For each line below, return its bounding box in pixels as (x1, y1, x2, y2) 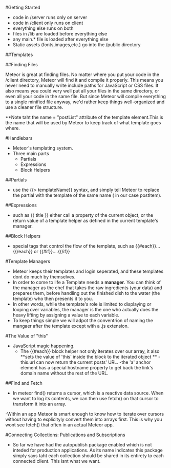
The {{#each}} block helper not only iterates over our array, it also (20, 348, 160, 354)
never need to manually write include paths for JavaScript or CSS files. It (5, 82, 159, 88)
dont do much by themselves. (12, 274, 76, 279)
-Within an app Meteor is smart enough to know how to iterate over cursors (5, 411, 164, 417)
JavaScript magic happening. (12, 343, 75, 349)
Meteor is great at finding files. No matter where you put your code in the (5, 71, 160, 78)
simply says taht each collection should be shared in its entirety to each (12, 453, 164, 459)
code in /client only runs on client (12, 20, 83, 26)
